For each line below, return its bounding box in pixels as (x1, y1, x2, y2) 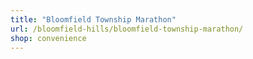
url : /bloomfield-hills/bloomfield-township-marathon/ (10, 24, 244, 34)
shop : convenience (10, 33, 87, 43)
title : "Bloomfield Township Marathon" (10, 14, 177, 25)
